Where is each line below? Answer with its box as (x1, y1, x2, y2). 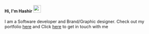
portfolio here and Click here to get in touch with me (4, 24, 108, 30)
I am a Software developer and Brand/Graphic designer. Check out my (4, 19, 145, 24)
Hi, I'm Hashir (4, 8, 32, 14)
